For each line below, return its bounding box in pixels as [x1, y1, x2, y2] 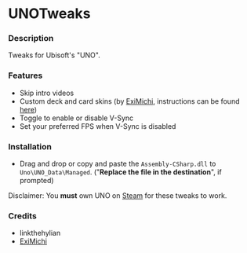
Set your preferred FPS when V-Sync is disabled [19, 121, 176, 130]
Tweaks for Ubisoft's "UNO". [8, 50, 100, 60]
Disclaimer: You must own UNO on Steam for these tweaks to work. [8, 191, 227, 200]
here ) [19, 104, 38, 114]
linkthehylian [19, 229, 61, 238]
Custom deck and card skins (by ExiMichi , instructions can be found [19, 96, 240, 106]
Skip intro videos [19, 88, 74, 97]
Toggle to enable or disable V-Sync [19, 113, 134, 123]
